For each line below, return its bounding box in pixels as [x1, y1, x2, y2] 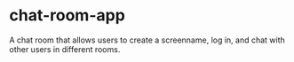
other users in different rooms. [9, 43, 121, 54]
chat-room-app [9, 5, 126, 26]
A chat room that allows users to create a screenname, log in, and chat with [9, 35, 286, 45]
